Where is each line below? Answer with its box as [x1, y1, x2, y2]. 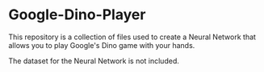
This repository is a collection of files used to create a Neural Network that [8, 32, 257, 42]
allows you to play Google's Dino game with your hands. [8, 40, 195, 50]
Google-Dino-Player [8, 6, 146, 24]
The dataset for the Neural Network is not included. [8, 56, 179, 66]
